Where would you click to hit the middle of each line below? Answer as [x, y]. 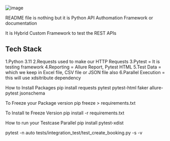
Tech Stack [23, 49]
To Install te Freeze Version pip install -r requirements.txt [65, 113]
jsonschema [32, 93]
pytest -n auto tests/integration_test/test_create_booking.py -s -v [74, 132]
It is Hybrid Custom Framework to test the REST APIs [61, 33]
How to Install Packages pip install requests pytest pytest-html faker [77, 87]
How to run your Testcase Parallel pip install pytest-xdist [65, 123]
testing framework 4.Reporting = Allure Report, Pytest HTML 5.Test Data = [83, 67]
